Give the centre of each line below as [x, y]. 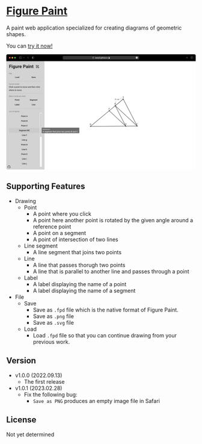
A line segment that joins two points [77, 252]
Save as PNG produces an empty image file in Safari [96, 401]
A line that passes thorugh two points [79, 265]
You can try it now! [29, 46]
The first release [44, 381]
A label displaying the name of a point [80, 284]
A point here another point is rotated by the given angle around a [113, 220]
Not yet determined [30, 434]
